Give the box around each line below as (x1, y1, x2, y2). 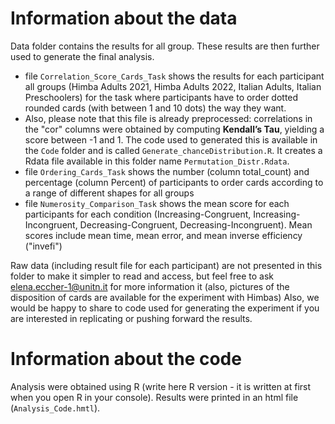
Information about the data (10, 7, 238, 30)
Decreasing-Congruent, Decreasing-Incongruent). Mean (79, 218, 313, 231)
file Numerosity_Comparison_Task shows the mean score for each (24, 197, 290, 209)
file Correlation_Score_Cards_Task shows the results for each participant (24, 70, 325, 82)
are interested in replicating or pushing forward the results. (10, 312, 253, 324)
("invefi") (24, 240, 63, 252)
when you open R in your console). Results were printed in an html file (10, 391, 299, 403)
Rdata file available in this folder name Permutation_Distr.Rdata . (24, 155, 290, 167)
